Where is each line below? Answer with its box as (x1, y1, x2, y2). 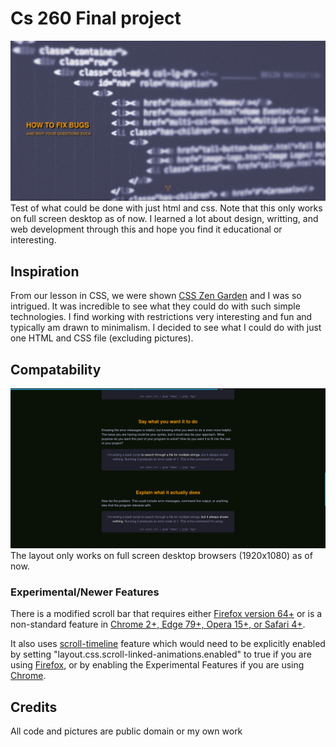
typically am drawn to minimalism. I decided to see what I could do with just (10, 322, 322, 334)
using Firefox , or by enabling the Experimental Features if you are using (10, 659, 305, 671)
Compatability (10, 361, 102, 378)
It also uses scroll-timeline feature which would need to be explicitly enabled (10, 638, 326, 650)
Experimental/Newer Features (10, 585, 160, 599)
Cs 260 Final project (10, 7, 182, 30)
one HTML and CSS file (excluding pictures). (10, 332, 194, 344)
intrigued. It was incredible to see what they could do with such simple (10, 300, 301, 312)
